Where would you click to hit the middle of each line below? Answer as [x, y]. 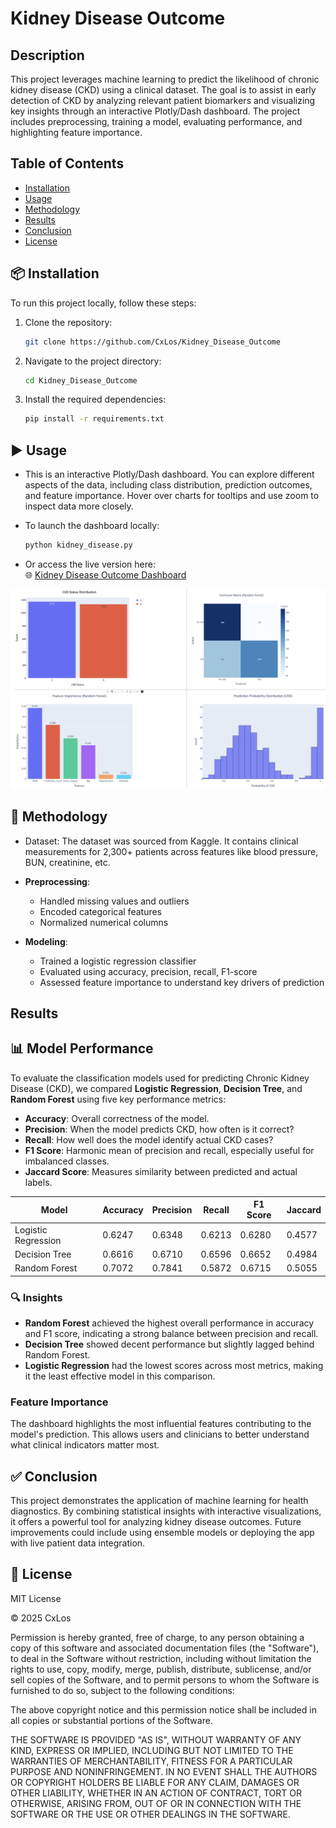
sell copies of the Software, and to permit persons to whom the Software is [165, 1679]
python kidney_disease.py [78, 545]
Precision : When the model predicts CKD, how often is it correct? [159, 1129]
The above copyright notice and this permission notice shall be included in [163, 1709]
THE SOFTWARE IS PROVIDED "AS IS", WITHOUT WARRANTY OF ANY [156, 1739]
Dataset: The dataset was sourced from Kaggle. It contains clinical [161, 841]
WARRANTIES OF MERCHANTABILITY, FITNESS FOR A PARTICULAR [151, 1761]
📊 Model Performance [82, 1048]
